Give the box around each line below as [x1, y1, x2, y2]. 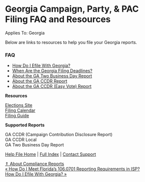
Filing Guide [5, 113, 29, 119]
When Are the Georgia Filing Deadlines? [12, 68, 93, 74]
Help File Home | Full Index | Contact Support [5, 151, 96, 157]
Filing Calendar [5, 107, 36, 113]
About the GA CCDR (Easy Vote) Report [12, 83, 92, 89]
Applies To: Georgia [5, 30, 45, 36]
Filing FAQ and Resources [5, 14, 111, 25]
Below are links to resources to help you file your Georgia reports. [5, 39, 138, 45]
